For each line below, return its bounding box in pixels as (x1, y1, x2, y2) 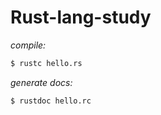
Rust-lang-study (10, 6, 152, 29)
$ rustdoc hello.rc (10, 96, 92, 106)
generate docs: (10, 76, 73, 88)
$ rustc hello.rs (10, 58, 83, 68)
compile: (10, 39, 47, 51)
